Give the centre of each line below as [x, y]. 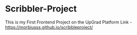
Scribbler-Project [41, 9]
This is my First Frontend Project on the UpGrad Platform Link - [68, 22]
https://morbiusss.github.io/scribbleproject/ [49, 27]
